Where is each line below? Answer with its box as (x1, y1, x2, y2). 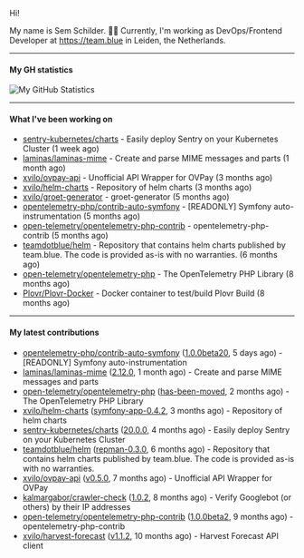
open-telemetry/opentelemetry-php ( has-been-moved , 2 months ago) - (22, 386, 290, 396)
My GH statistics (9, 64, 74, 75)
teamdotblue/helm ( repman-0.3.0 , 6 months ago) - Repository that (22, 444, 271, 455)
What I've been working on (9, 113, 113, 124)
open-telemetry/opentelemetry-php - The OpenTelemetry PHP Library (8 (22, 269, 294, 279)
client (22, 540, 43, 551)
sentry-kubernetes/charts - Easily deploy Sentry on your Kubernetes (22, 133, 279, 144)
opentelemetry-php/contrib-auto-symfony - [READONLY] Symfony (22, 201, 272, 212)
